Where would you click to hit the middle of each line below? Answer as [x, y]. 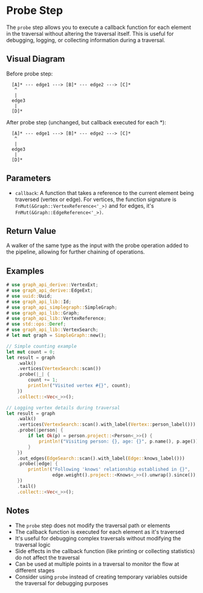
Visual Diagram [36, 59]
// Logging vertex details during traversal [63, 408]
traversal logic [33, 545]
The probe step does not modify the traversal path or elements [92, 525]
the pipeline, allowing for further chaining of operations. [76, 252]
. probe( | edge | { [38, 464]
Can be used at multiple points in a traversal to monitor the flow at [97, 564]
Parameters [29, 178]
